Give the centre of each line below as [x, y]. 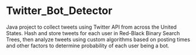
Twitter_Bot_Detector [59, 11]
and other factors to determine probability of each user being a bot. [88, 46]
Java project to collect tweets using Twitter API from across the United [92, 27]
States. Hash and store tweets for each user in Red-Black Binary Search [93, 33]
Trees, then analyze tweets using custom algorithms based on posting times [98, 39]
